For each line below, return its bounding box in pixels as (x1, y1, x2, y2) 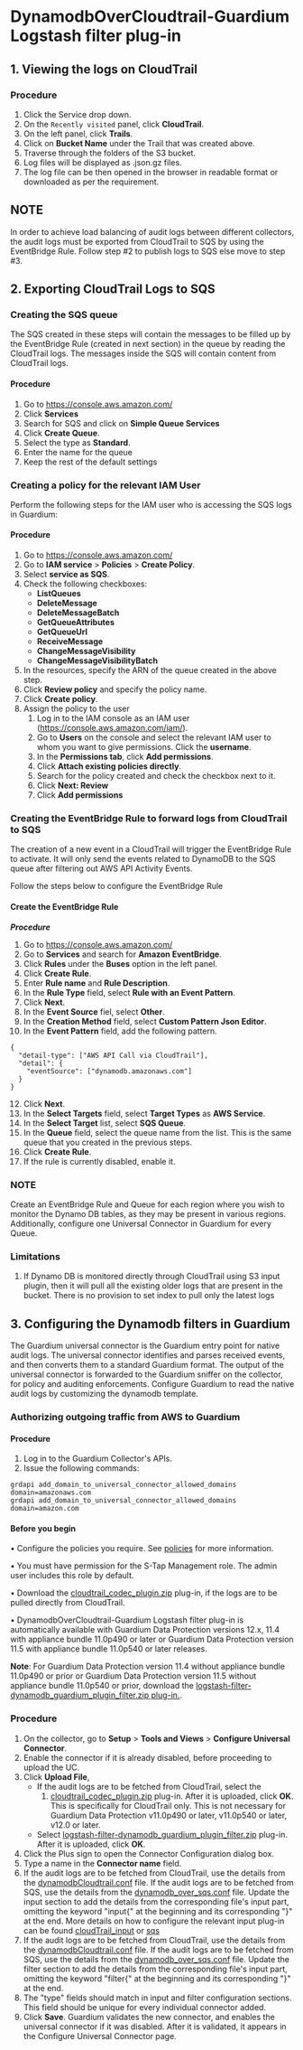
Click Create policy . (23, 694, 98, 705)
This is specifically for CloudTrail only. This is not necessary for (50, 1800, 287, 1811)
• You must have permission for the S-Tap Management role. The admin (10, 1560, 278, 1571)
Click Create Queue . (23, 427, 100, 438)
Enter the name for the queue (23, 446, 133, 457)
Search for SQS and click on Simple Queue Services (23, 417, 220, 428)
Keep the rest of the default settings (23, 456, 158, 467)
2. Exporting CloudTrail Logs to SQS (10, 282, 216, 297)
